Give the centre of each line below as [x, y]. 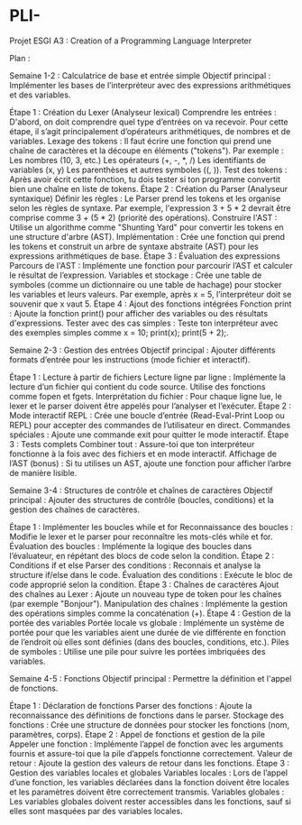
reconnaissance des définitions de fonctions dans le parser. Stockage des [146, 715]
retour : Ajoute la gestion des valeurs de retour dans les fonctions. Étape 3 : [150, 763]
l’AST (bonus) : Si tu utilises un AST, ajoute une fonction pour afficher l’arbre [150, 463]
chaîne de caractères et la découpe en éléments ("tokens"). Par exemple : [146, 151]
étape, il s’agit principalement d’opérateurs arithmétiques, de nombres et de [150, 131]
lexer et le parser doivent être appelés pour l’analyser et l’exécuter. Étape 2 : [150, 406]
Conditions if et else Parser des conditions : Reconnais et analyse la [135, 565]
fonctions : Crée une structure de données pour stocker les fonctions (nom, [150, 724]
